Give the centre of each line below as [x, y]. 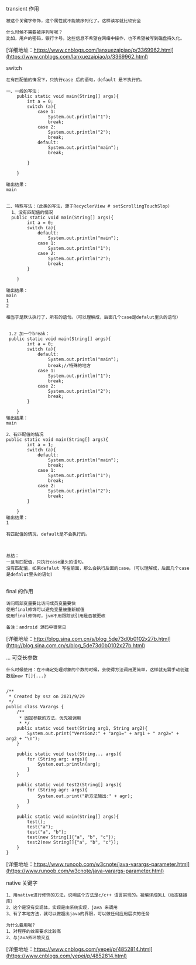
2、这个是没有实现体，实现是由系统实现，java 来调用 [62, 908]
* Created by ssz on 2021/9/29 [47, 696]
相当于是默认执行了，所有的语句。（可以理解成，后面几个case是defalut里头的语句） [94, 317]
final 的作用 [20, 591]
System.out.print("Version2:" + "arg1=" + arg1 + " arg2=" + [103, 733]
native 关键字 [22, 883]
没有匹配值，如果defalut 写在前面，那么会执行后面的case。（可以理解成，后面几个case [98, 568]
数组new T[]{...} [26, 676]
